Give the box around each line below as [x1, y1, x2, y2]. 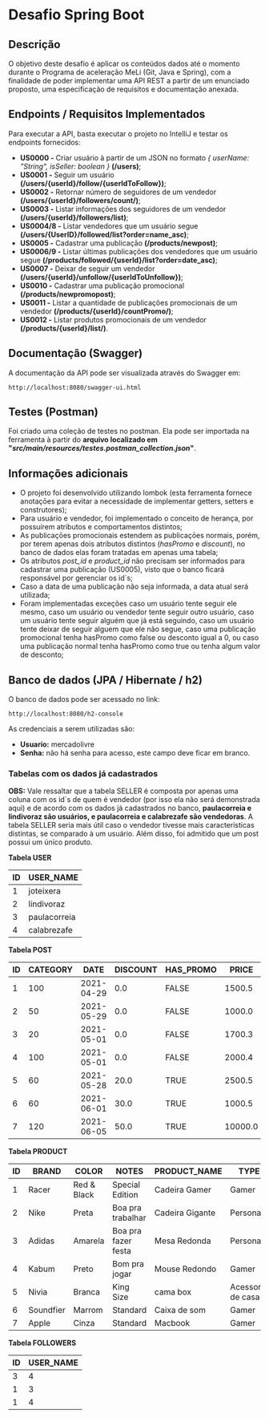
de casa [230, 1291, 260, 1303]
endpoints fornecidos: [8, 137, 82, 147]
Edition [111, 1189, 139, 1201]
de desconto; [19, 650, 64, 659]
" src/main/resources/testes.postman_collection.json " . [8, 444, 196, 453]
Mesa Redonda [155, 1235, 211, 1246]
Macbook [155, 1318, 191, 1329]
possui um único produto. [8, 837, 93, 847]
